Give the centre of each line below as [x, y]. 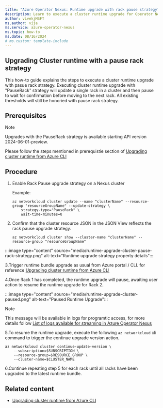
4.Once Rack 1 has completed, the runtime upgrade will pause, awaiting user [81, 280]
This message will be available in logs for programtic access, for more [75, 318]
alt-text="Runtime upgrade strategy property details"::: [99, 256]
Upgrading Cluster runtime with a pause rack [74, 61]
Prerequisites [26, 116]
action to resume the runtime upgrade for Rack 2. [54, 285]
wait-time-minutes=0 [42, 214]
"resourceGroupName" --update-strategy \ [67, 206]
